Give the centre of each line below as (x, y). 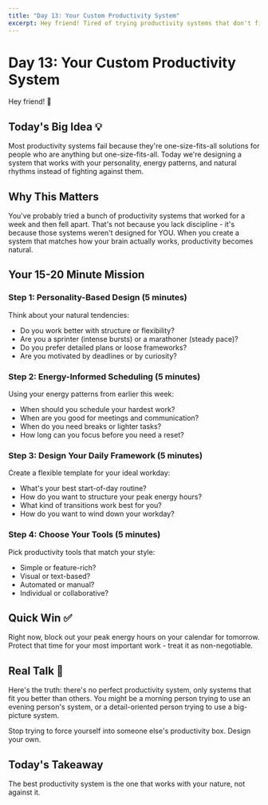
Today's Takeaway (56, 765)
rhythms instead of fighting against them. (76, 172)
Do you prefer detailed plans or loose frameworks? (103, 347)
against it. (24, 792)
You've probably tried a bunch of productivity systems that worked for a (127, 216)
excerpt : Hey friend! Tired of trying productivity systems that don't (130, 23)
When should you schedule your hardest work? (97, 410)
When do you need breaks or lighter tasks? (91, 426)
